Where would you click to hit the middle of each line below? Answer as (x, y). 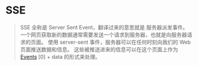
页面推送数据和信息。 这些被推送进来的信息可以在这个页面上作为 (99, 49)
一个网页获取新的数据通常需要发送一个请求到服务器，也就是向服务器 (103, 34)
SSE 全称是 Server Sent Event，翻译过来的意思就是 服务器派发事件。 (104, 27)
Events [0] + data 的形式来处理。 (60, 57)
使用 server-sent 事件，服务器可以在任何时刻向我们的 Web (119, 42)
